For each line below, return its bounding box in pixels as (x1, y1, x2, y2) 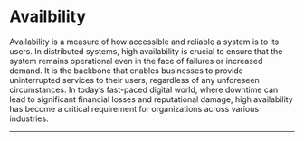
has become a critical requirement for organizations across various (9, 103, 260, 114)
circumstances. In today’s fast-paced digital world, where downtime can (9, 84, 279, 95)
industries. (9, 113, 49, 124)
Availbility (9, 6, 87, 27)
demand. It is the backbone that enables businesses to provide (9, 65, 244, 76)
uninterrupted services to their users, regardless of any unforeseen (9, 74, 260, 85)
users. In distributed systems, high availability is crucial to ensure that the (9, 45, 283, 56)
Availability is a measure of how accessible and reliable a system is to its (9, 36, 280, 47)
